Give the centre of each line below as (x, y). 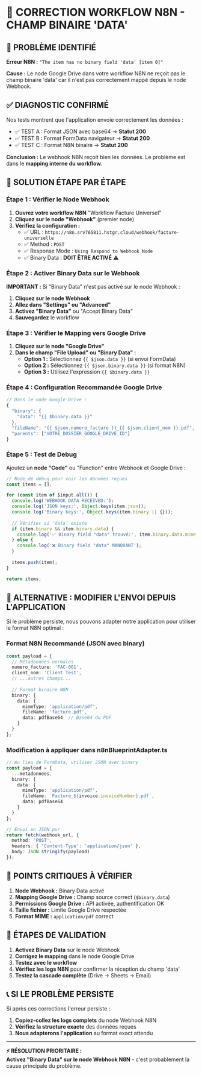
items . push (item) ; (35, 562)
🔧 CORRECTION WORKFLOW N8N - (96, 12)
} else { (23, 540)
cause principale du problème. (44, 1066)
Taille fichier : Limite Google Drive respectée (70, 910)
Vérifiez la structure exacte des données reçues (75, 1027)
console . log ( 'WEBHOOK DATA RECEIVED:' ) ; (63, 501)
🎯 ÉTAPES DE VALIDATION (56, 936)
